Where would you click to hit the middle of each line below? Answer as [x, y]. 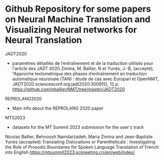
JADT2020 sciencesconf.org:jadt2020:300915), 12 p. [66, 84]
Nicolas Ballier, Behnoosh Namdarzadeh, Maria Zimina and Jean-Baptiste [79, 137]
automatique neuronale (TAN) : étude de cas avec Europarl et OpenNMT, [85, 79]
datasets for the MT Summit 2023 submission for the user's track [78, 127]
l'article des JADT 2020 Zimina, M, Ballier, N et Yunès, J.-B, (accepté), [83, 68]
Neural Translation [44, 40]
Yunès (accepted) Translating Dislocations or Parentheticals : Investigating [80, 142]
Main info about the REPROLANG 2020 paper [58, 108]
